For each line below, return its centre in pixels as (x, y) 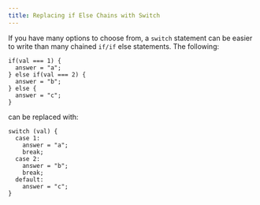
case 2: (28, 158)
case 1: (28, 138)
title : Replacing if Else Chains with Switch (84, 15)
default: (30, 179)
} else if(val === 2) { (47, 75)
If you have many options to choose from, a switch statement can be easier (130, 38)
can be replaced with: (43, 117)
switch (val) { (33, 131)
